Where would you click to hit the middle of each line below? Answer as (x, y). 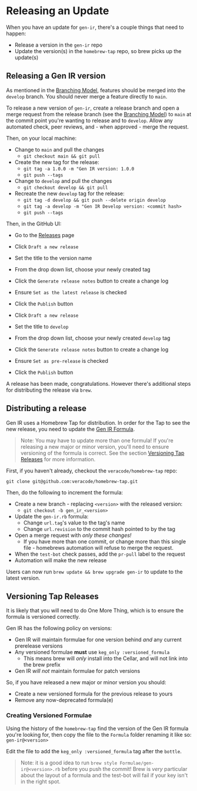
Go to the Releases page (44, 235)
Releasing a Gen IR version (56, 76)
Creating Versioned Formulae (49, 715)
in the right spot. (40, 781)
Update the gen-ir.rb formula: (51, 516)
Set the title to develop (41, 326)
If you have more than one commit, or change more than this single (105, 541)
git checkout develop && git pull (66, 188)
